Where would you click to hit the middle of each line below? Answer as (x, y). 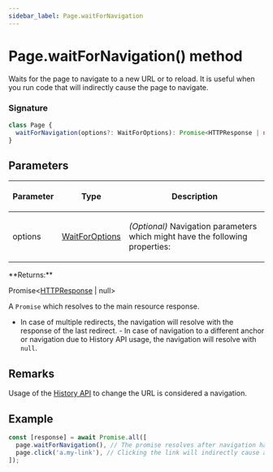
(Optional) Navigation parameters (193, 227)
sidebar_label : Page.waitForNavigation (76, 16)
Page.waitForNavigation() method (126, 56)
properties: (149, 247)
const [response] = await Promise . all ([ (78, 437)
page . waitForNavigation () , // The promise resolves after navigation (136, 445)
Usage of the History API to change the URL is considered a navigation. (128, 393)
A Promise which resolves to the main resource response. (104, 306)
